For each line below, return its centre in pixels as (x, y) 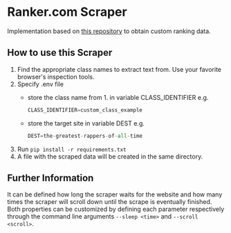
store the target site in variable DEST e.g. (86, 123)
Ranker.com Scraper (67, 12)
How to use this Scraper (60, 53)
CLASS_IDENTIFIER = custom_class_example (85, 110)
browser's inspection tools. (56, 77)
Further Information (50, 178)
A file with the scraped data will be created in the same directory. (110, 156)
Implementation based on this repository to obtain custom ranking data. (109, 31)
